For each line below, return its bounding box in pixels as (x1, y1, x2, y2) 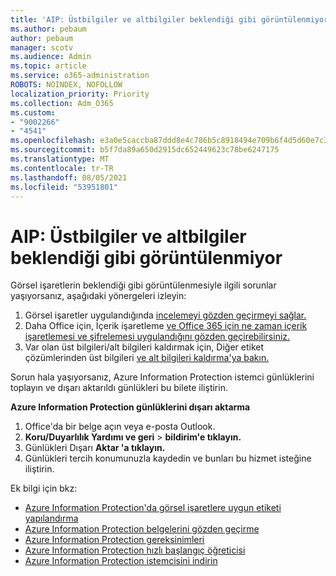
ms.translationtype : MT (10, 154, 110, 164)
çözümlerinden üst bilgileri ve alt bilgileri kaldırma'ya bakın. (24, 352, 270, 364)
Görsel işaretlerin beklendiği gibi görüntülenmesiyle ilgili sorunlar (10, 279, 277, 291)
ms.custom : (10, 107, 56, 118)
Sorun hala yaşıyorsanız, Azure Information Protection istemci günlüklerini (10, 371, 315, 383)
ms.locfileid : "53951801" (10, 182, 118, 192)
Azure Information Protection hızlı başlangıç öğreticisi (24, 544, 246, 556)
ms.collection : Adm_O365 (10, 98, 114, 108)
